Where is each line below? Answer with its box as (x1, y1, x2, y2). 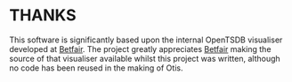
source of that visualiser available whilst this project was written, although (9, 53, 280, 63)
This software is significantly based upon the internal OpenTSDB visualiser (9, 34, 283, 45)
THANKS (9, 5, 77, 26)
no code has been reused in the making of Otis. (9, 63, 183, 73)
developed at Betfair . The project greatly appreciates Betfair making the (9, 43, 272, 54)
